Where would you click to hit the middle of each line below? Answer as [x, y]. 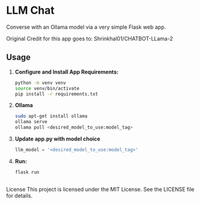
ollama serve [31, 122]
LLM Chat [30, 10]
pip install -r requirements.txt [56, 94]
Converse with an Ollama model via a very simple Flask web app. [86, 27]
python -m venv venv [40, 83]
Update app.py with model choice [57, 139]
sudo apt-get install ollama [51, 116]
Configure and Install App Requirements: [67, 72]
